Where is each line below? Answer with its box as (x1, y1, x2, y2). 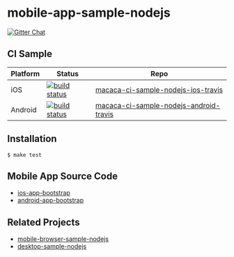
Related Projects (7, 216, 80, 228)
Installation (7, 133, 57, 145)
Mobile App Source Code (7, 170, 118, 182)
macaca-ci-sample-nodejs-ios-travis (95, 85, 224, 95)
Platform (10, 68, 40, 78)
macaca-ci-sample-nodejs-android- (95, 100, 221, 110)
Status (56, 68, 79, 78)
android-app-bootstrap (17, 196, 84, 205)
